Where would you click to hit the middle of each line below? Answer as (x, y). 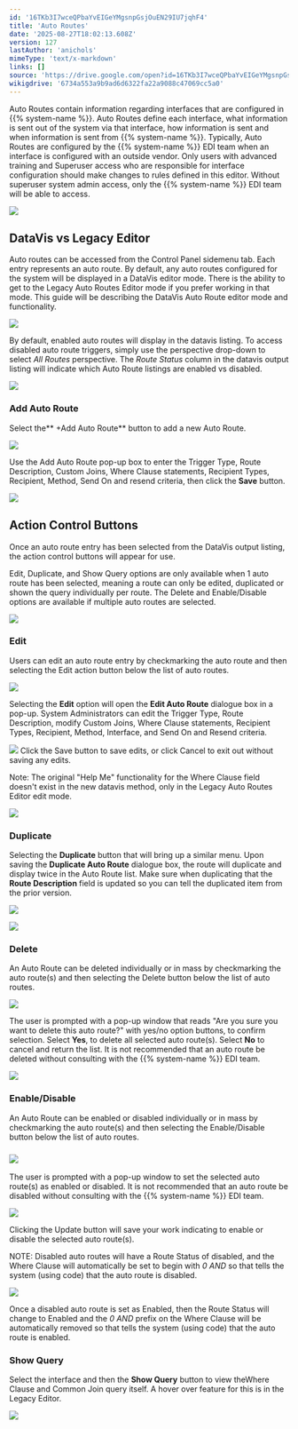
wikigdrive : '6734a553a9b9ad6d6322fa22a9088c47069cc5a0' (117, 83)
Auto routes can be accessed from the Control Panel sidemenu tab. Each (142, 259)
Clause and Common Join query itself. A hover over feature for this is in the (147, 1389)
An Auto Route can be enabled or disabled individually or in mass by (134, 1118)
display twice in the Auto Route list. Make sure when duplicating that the (141, 874)
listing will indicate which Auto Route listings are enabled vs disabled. (136, 369)
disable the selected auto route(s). (72, 1239)
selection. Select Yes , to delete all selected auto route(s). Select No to (137, 1040)
